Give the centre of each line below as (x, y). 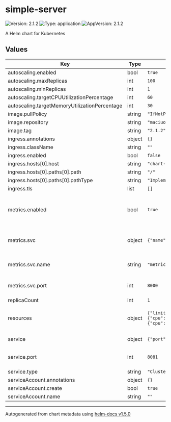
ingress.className (31, 147)
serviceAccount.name (34, 396)
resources (20, 318)
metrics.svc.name (29, 264)
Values (17, 49)
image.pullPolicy (27, 114)
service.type (23, 371)
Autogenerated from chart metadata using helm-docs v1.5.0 (68, 414)
